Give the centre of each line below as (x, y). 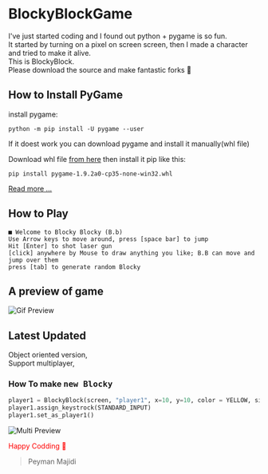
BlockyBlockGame (71, 14)
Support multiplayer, (41, 363)
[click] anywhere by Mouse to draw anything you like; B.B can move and (132, 253)
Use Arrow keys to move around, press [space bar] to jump (108, 239)
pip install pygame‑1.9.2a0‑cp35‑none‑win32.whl (91, 174)
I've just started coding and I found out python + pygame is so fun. (118, 36)
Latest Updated (47, 336)
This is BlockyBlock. (41, 61)
